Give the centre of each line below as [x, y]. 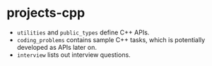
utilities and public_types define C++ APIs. [83, 32]
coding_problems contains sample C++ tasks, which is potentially [111, 39]
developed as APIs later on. [57, 47]
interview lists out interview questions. [74, 55]
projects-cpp [46, 13]
